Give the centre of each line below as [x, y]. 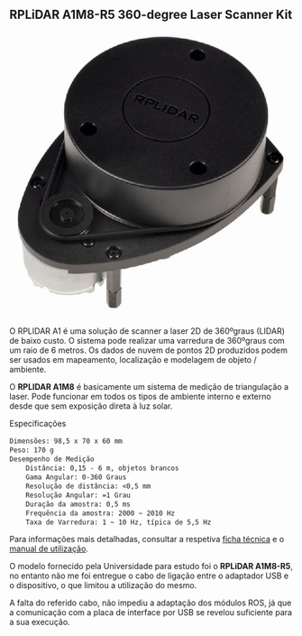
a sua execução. [40, 622]
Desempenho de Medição [52, 459]
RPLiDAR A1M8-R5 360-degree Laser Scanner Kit [151, 15]
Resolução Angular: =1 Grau [78, 495]
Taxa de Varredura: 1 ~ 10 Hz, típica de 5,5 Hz [119, 522]
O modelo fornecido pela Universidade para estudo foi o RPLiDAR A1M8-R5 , [151, 566]
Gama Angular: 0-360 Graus [76, 477]
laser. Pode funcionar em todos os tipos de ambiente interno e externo [141, 396]
